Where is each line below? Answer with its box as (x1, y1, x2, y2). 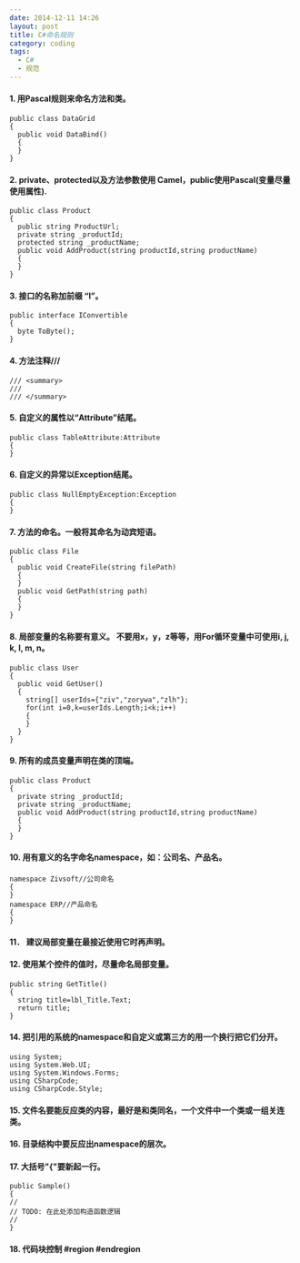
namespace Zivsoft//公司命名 (9, 874, 115, 884)
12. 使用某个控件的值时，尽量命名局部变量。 (9, 959, 175, 970)
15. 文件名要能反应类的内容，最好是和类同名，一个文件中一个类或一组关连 (9, 1105, 285, 1116)
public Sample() (9, 1182, 71, 1191)
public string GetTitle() (9, 979, 107, 988)
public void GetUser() (17, 679, 104, 688)
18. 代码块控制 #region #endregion (9, 1243, 141, 1254)
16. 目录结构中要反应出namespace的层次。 (9, 1138, 171, 1149)
